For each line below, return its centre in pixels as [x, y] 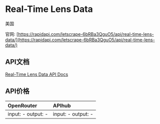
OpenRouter [22, 106]
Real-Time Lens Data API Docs [37, 74]
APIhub [62, 106]
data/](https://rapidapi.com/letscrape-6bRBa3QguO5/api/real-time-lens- [80, 40]
